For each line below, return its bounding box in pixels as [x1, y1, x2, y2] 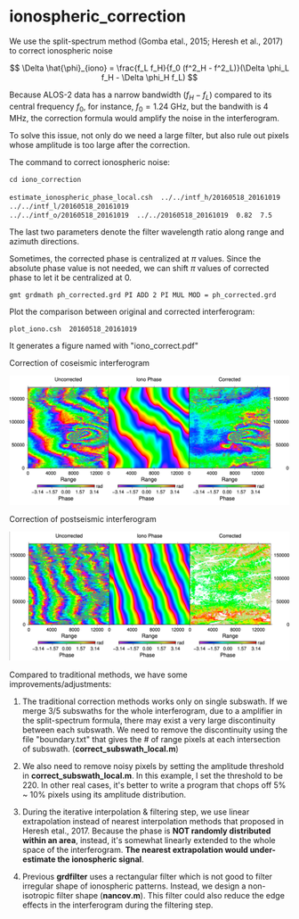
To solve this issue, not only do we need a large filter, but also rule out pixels [9, 129, 289, 140]
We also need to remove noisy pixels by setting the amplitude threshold [21, 761, 285, 772]
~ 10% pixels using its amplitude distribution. [21, 790, 187, 800]
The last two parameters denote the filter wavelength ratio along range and [9, 226, 285, 237]
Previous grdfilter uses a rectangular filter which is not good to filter [21, 872, 273, 882]
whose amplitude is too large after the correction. [9, 139, 190, 150]
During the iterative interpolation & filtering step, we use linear [21, 807, 250, 817]
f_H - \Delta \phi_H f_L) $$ [101, 71, 198, 82]
